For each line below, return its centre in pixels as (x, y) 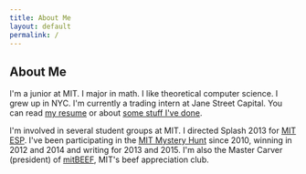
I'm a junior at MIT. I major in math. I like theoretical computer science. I (144, 94)
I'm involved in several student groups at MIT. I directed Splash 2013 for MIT (153, 131)
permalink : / (34, 35)
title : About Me (40, 18)
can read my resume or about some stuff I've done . (106, 113)
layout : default (40, 26)
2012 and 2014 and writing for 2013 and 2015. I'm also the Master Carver (146, 150)
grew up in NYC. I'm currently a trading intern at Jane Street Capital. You (146, 103)
